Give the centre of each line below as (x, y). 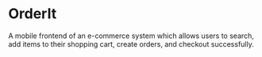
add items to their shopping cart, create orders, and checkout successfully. (131, 44)
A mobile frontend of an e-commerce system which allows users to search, (131, 36)
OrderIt (33, 14)
